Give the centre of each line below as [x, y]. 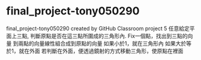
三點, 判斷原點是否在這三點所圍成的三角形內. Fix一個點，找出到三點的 [102, 36]
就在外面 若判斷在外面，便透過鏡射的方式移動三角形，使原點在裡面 [101, 51]
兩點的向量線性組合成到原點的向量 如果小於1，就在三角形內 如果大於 [102, 43]
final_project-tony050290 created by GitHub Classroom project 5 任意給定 [98, 28]
